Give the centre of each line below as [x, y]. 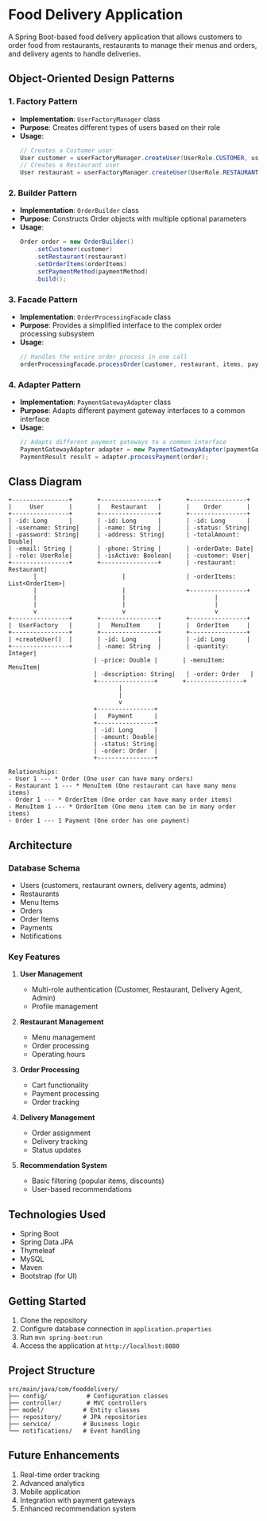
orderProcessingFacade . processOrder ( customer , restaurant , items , [132, 364]
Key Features [35, 957]
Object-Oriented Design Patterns [91, 79]
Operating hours [58, 1055]
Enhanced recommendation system [78, 1508]
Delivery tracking [60, 1142]
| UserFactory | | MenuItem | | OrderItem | [129, 626]
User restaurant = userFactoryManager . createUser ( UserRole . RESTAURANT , [141, 173]
